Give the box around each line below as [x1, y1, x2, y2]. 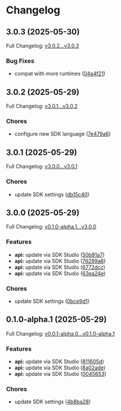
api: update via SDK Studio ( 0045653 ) [14, 371, 106, 378]
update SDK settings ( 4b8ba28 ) [14, 398, 91, 405]
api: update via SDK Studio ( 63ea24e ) [14, 270, 106, 277]
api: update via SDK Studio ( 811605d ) [14, 358, 105, 365]
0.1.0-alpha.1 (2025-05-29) [6, 315, 107, 324]
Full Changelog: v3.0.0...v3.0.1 [6, 163, 78, 170]
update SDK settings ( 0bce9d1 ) [14, 298, 90, 305]
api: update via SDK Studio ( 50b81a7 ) [14, 251, 105, 258]
